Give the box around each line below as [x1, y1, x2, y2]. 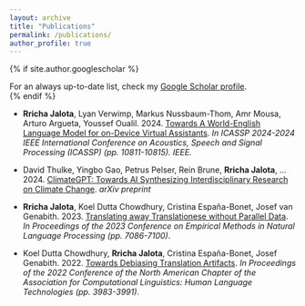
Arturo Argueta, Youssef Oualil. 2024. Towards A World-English [22, 118, 261, 129]
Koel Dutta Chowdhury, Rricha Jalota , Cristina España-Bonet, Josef [22, 248, 278, 259]
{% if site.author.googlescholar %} [9, 64, 139, 74]
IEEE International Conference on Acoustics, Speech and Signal [22, 137, 262, 148]
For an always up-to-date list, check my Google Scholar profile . [9, 81, 248, 92]
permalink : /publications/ [9, 30, 112, 39]
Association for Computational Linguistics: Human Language [22, 277, 253, 288]
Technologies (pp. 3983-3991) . [22, 287, 139, 298]
